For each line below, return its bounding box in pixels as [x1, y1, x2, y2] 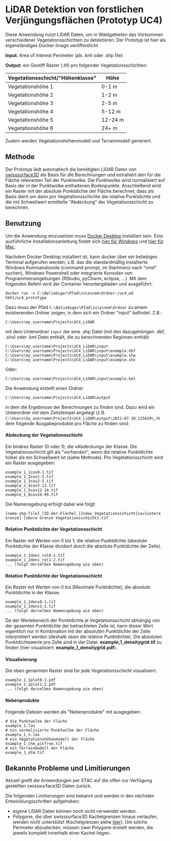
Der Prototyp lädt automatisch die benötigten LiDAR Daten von [5, 166, 137, 172]
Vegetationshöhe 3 [8, 99, 54, 107]
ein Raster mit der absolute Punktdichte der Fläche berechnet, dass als [5, 188, 154, 194]
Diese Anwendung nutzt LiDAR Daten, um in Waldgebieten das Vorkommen [5, 31, 163, 37]
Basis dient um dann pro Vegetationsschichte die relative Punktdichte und [5, 193, 161, 199]
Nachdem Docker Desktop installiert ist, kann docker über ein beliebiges [5, 254, 158, 260]
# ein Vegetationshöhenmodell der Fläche [5, 737, 95, 742]
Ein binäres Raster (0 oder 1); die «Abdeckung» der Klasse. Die [5, 443, 137, 449]
